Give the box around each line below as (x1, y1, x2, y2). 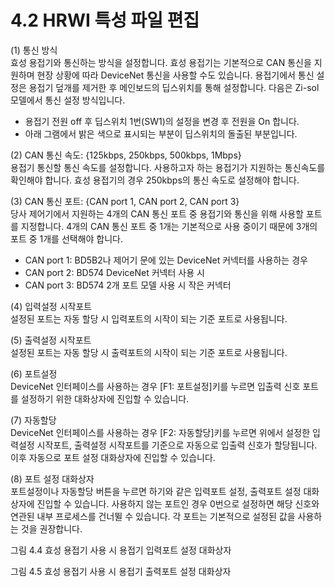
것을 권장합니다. (20, 522, 83, 535)
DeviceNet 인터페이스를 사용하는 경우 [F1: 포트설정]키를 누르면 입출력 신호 (10, 380, 301, 392)
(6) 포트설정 (10, 367, 58, 380)
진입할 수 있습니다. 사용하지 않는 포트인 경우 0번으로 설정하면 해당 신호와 (36, 497, 320, 510)
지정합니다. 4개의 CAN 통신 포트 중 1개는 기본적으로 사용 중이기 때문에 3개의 (20, 220, 318, 232)
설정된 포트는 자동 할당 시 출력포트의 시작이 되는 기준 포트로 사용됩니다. (10, 346, 288, 358)
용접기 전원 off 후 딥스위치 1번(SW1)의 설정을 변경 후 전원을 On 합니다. (24, 115, 300, 127)
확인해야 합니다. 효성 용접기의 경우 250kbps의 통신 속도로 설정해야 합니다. (10, 174, 300, 186)
